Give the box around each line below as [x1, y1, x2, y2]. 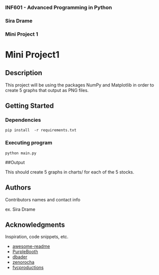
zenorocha [12, 259, 35, 265]
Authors [5, 183, 31, 192]
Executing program [5, 139, 53, 146]
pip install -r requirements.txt [5, 128, 77, 133]
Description [5, 69, 42, 77]
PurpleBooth [12, 249, 38, 255]
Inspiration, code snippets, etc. [5, 234, 69, 240]
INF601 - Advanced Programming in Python [5, 4, 112, 11]
